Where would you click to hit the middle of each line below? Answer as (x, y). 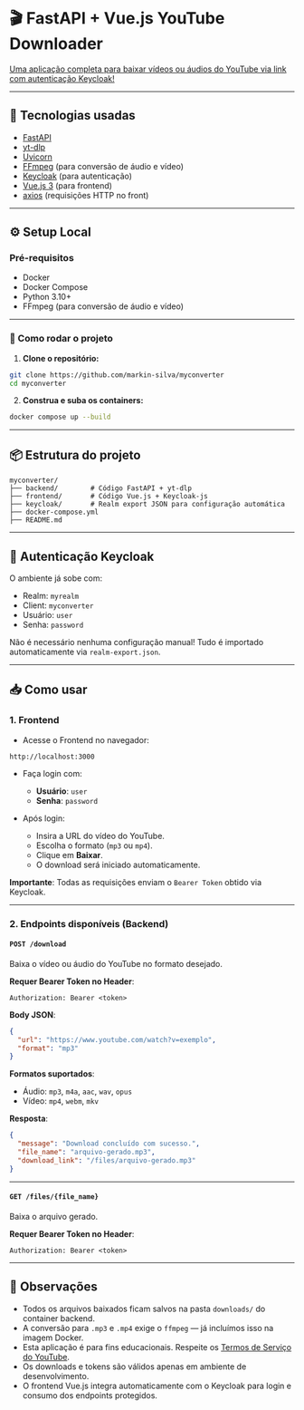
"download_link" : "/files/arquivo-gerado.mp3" (107, 1160)
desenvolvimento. (56, 1376)
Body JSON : (33, 1014)
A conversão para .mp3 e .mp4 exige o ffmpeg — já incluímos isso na (148, 1328)
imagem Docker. (53, 1338)
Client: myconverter (58, 605)
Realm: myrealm (51, 595)
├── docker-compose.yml (54, 512)
